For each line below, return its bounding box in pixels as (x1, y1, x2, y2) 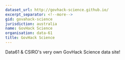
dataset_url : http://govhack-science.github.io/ (5, 7, 109, 12)
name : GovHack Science (5, 26, 53, 31)
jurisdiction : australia (5, 21, 57, 26)
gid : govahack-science (5, 16, 53, 21)
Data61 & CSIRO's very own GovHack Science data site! (5, 48, 120, 55)
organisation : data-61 (5, 30, 53, 35)
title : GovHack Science (5, 35, 55, 40)
